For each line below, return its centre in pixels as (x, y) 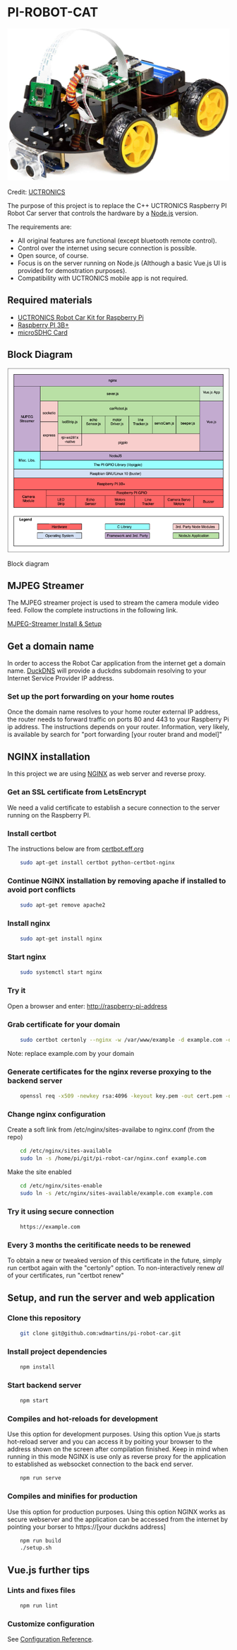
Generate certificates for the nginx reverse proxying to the (109, 1071)
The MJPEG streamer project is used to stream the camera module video (113, 603)
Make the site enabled (39, 1172)
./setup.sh (36, 1548)
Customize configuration (51, 1624)
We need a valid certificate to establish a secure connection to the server (114, 808)
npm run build (41, 1540)
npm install (37, 1367)
